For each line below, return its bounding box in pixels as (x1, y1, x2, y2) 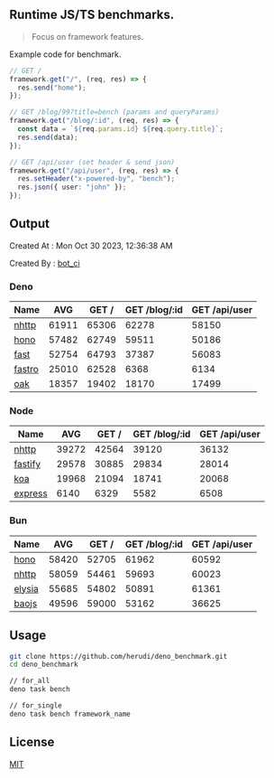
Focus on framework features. (31, 31, 144, 42)
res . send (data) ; (17, 133, 78, 142)
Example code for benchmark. (9, 49, 122, 60)
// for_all (9, 677, 50, 686)
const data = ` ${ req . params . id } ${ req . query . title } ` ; (17, 125, 224, 134)
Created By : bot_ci (9, 258, 80, 268)
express (14, 487, 48, 500)
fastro (14, 363, 39, 376)
